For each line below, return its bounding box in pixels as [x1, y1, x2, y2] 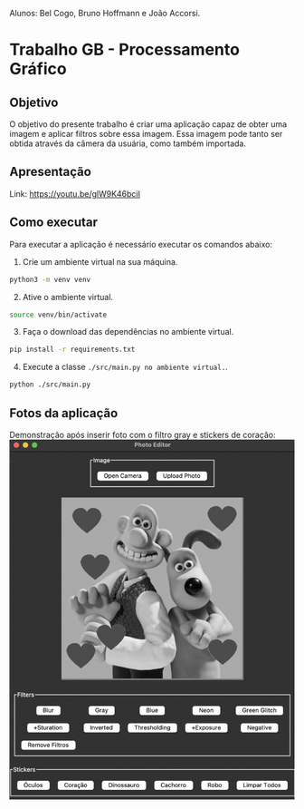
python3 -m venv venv [9, 275, 91, 284]
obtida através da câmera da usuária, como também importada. [9, 138, 247, 149]
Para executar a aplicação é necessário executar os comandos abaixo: [9, 239, 273, 249]
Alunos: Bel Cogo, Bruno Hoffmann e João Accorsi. [9, 8, 201, 18]
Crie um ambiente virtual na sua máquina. [22, 256, 178, 267]
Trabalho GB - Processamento [9, 40, 240, 60]
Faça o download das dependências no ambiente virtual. [22, 327, 234, 337]
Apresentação [9, 164, 92, 180]
